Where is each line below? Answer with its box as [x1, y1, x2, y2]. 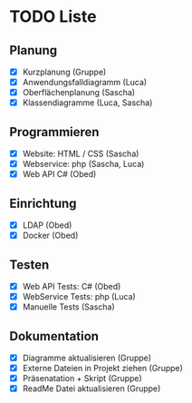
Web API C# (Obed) [22, 169, 97, 180]
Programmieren [9, 124, 100, 140]
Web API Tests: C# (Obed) [22, 281, 121, 291]
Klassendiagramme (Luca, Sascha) [22, 97, 153, 108]
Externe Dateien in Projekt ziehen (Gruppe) [22, 363, 184, 374]
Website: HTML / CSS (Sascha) [22, 148, 139, 160]
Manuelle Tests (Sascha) [22, 301, 115, 312]
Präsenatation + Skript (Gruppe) [22, 373, 142, 384]
